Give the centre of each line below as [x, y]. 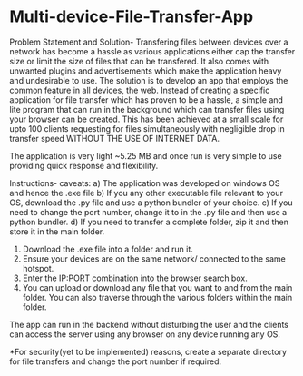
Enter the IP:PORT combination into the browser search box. [135, 278]
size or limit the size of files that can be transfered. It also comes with [139, 61]
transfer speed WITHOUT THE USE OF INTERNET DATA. [115, 138]
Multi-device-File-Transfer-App [132, 17]
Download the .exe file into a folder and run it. [108, 249]
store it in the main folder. [57, 231]
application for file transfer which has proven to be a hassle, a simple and [147, 99]
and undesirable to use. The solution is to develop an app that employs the [149, 80]
